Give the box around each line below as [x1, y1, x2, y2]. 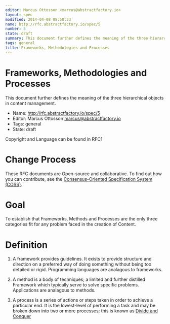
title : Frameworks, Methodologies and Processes [5, 45, 110, 50]
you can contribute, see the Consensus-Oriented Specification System [5, 176, 153, 182]
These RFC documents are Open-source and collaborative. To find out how [5, 171, 162, 177]
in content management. [5, 100, 56, 106]
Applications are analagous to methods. [12, 287, 96, 294]
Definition [5, 239, 48, 250]
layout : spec [5, 12, 33, 17]
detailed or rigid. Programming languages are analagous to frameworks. [12, 267, 163, 273]
